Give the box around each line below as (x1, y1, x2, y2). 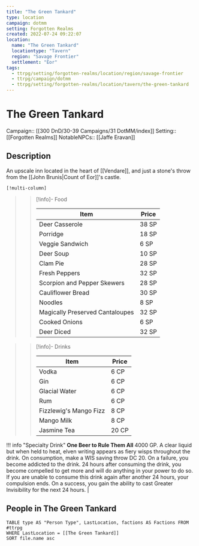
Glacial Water (38, 387, 77, 395)
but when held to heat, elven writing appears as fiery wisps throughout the (6, 447, 191, 455)
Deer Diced (38, 327, 71, 336)
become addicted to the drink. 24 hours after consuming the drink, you (6, 461, 182, 468)
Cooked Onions (38, 317, 83, 326)
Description (6, 151, 51, 161)
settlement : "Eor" (11, 59, 58, 65)
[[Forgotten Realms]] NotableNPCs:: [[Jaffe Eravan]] (6, 133, 135, 141)
